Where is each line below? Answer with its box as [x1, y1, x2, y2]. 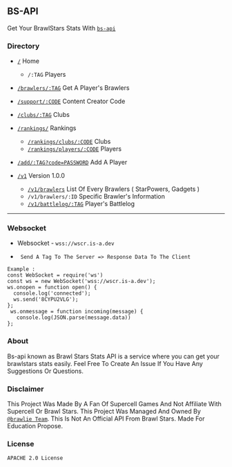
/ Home [17, 57, 40, 65]
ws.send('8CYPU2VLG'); [13, 296, 79, 303]
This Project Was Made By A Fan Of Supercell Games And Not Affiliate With [7, 400, 222, 408]
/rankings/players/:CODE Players [27, 145, 122, 153]
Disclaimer [7, 384, 44, 394]
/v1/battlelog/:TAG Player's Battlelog [27, 200, 135, 208]
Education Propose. [7, 422, 64, 430]
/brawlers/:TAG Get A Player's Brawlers [17, 84, 130, 92]
